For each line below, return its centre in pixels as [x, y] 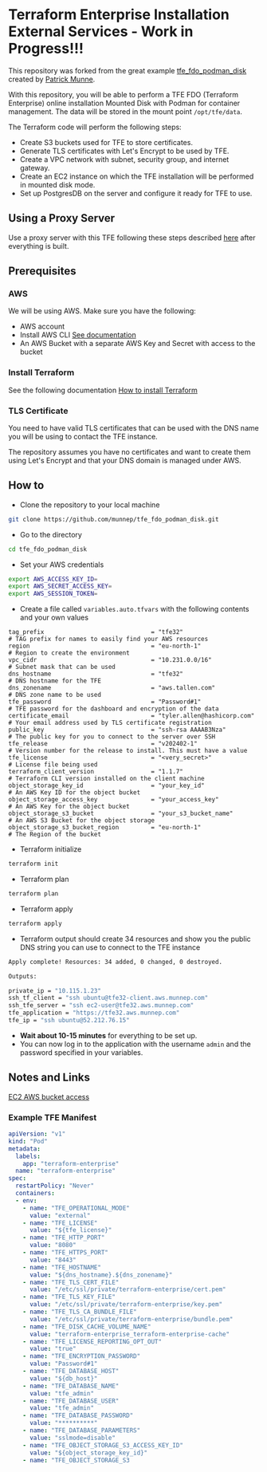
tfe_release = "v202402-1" [103, 744]
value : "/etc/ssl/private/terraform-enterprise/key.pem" [126, 1305]
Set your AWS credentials [62, 565]
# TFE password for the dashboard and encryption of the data [114, 709]
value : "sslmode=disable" [72, 1438]
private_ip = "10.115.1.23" [55, 990]
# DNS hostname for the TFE [55, 681]
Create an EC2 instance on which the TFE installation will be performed [137, 176]
